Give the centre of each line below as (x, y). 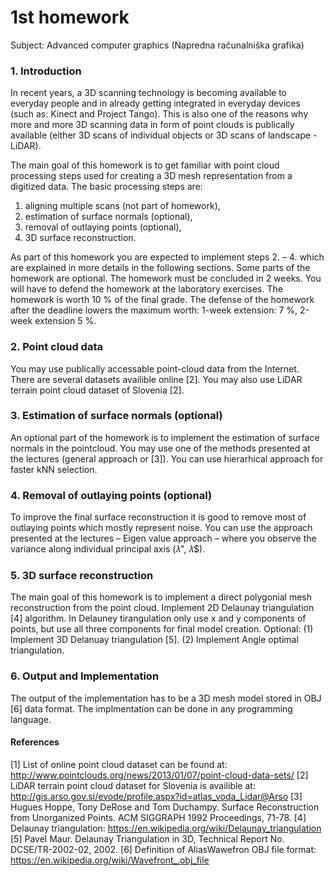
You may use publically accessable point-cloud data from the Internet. (155, 368)
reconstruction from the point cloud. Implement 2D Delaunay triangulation (162, 608)
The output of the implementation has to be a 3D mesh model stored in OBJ (166, 698)
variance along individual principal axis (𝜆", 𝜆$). (108, 549)
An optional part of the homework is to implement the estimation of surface (165, 437)
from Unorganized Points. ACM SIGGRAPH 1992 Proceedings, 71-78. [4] (158, 817)
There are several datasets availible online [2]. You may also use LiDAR (156, 379)
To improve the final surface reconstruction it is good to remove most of (158, 517)
